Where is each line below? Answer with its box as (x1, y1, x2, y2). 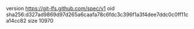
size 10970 (27, 17, 54, 24)
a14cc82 (6, 17, 27, 24)
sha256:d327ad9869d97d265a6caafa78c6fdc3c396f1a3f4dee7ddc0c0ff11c (6, 11, 189, 18)
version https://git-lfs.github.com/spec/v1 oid (6, 5, 115, 12)
